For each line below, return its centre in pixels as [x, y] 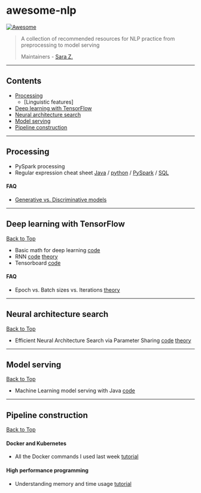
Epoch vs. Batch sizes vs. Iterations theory [67, 290]
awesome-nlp [41, 10]
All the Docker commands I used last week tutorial [77, 456]
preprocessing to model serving [60, 45]
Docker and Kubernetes [36, 443]
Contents [24, 81]
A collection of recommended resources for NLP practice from [98, 38]
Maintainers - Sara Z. [47, 56]
